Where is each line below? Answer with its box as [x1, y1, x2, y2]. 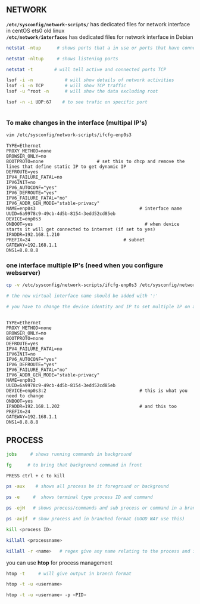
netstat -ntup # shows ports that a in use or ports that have [6, 45, 180, 51]
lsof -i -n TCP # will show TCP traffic [6, 83, 127, 89]
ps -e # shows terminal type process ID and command [6, 494, 153, 501]
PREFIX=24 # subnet [6, 237, 145, 243]
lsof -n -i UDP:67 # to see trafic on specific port [6, 99, 148, 105]
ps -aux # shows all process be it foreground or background [6, 483, 169, 489]
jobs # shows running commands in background [6, 451, 132, 457]
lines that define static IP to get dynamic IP [6, 164, 127, 170]
